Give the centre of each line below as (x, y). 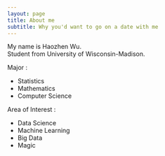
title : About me (31, 20)
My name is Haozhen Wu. (45, 47)
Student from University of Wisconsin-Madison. (76, 54)
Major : (18, 68)
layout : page (26, 14)
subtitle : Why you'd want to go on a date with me (83, 27)
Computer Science (45, 96)
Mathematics (36, 89)
